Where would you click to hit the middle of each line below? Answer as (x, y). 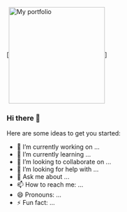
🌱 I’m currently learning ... (54, 154)
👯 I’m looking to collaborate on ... (64, 162)
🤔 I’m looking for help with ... (58, 169)
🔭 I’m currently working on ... (58, 147)
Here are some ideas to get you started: (64, 133)
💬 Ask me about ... (43, 177)
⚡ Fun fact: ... (36, 203)
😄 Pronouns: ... (39, 195)
